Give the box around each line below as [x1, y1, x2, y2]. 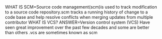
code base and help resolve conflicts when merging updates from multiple [5, 14, 153, 20]
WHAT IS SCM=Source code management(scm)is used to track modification [5, 4, 157, 10]
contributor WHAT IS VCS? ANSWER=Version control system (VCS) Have [5, 19, 150, 25]
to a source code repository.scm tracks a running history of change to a [5, 9, 148, 15]
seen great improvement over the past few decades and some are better [5, 25, 149, 30]
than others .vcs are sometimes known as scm [5, 30, 98, 35]
